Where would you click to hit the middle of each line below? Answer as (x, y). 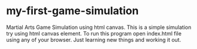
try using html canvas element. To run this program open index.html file (94, 33)
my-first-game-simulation (73, 11)
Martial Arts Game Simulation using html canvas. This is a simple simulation (99, 27)
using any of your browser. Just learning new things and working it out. (94, 40)
